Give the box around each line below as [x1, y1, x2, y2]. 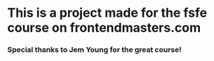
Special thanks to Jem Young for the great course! [7, 45, 182, 55]
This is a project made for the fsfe [7, 5, 208, 21]
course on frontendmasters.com [7, 20, 201, 36]
